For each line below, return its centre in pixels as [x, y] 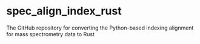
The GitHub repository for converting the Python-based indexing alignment [100, 28]
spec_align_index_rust [64, 11]
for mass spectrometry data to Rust [51, 34]
